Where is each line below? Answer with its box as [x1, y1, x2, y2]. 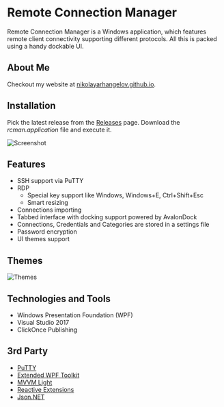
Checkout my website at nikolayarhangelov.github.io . [7, 80, 156, 88]
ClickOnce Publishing [16, 325, 78, 334]
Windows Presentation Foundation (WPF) [16, 311, 133, 319]
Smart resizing [27, 199, 68, 207]
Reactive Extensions [16, 385, 74, 393]
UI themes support [16, 235, 70, 243]
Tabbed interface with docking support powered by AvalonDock [16, 213, 197, 221]
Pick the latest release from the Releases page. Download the [7, 118, 180, 126]
